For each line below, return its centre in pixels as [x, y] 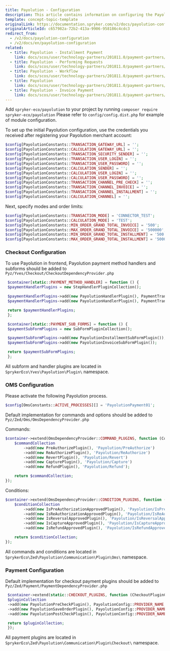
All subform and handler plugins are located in [53, 366]
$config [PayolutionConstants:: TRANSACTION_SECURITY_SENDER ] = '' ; [77, 154]
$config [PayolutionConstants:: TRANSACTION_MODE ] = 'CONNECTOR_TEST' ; [80, 216]
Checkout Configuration [36, 252]
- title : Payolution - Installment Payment [56, 52]
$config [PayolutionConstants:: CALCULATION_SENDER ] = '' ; [67, 168]
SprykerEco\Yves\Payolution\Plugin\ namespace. [57, 372]
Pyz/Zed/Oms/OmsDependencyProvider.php [47, 420]
